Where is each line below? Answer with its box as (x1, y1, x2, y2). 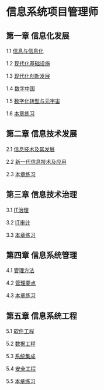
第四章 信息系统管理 (6, 250, 77, 260)
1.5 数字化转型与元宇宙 (6, 98, 60, 104)
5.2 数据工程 (6, 340, 36, 348)
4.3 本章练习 (6, 292, 36, 299)
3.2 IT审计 (6, 219, 30, 226)
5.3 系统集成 (6, 353, 36, 360)
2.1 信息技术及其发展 (6, 146, 55, 153)
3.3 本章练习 (6, 231, 36, 239)
